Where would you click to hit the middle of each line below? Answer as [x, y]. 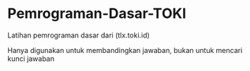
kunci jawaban [31, 59]
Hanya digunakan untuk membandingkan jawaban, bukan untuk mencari [125, 50]
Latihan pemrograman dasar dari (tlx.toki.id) [79, 35]
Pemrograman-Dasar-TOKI [97, 14]
